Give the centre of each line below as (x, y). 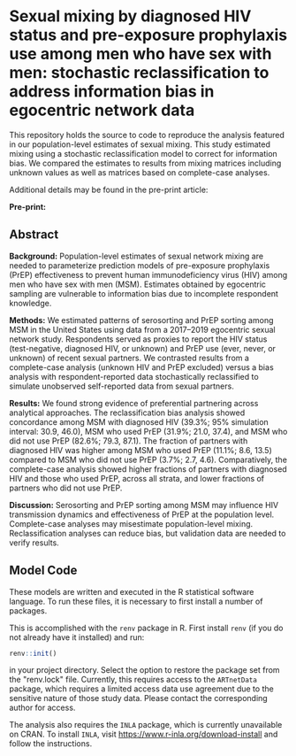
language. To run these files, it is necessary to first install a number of (136, 601)
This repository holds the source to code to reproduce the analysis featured (147, 135)
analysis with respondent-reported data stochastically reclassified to (134, 376)
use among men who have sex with (140, 54)
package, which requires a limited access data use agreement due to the (141, 689)
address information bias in (112, 92)
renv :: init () (33, 653)
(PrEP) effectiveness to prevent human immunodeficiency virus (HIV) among (148, 274)
